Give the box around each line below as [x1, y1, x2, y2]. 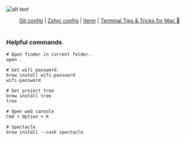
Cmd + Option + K [6, 114, 49, 120]
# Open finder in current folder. [6, 52, 92, 57]
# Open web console [6, 108, 54, 115]
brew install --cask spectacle [6, 129, 84, 136]
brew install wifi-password [6, 72, 76, 78]
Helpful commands [6, 38, 62, 46]
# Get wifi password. [6, 67, 60, 73]
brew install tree [6, 93, 52, 99]
